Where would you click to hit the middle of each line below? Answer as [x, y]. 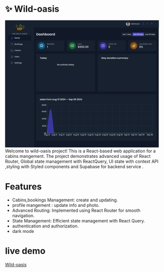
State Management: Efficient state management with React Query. [79, 221]
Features [23, 186]
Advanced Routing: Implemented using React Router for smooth [76, 210]
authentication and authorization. [45, 226]
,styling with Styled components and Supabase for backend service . [74, 167]
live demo [25, 251]
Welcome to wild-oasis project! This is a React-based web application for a [81, 151]
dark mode [23, 231]
